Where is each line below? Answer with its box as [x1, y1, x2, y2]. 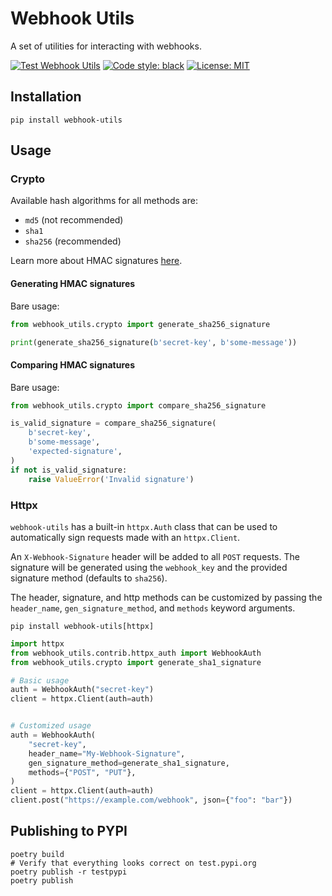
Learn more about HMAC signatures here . [10, 255, 183, 267]
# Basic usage [10, 675, 70, 686]
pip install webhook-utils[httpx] [10, 621, 155, 631]
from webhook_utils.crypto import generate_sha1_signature [10, 657, 262, 667]
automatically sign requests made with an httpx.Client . [10, 531, 241, 543]
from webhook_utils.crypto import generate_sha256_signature [10, 319, 271, 329]
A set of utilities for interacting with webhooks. [10, 40, 202, 52]
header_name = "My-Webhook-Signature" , [28, 748, 186, 759]
